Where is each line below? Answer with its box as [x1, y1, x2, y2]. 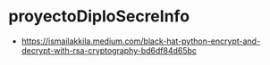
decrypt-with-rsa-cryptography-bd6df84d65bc [21, 45, 198, 55]
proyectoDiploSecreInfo [8, 6, 190, 27]
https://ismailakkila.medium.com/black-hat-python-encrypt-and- [21, 36, 261, 46]
